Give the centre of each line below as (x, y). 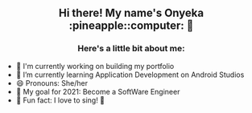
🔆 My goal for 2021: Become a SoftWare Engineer (98, 91)
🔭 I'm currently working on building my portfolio (95, 66)
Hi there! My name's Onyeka (131, 13)
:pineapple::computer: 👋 (131, 26)
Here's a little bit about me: (131, 49)
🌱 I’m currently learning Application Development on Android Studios (130, 75)
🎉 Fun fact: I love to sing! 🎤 (60, 100)
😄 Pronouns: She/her (52, 83)
